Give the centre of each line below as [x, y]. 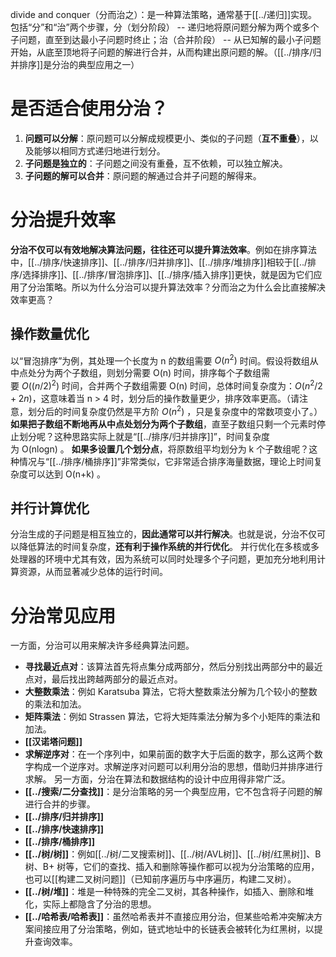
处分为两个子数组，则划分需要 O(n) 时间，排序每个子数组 [144, 373]
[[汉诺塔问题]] [53, 742]
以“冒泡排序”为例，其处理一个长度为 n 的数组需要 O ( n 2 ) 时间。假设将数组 [160, 360]
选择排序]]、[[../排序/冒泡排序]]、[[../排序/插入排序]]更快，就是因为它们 [168, 274]
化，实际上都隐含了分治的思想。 [90, 904]
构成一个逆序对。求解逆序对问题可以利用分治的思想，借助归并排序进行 [178, 767]
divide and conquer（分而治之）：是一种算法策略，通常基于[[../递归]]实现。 [164, 14]
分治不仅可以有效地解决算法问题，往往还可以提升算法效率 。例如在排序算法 [163, 249]
